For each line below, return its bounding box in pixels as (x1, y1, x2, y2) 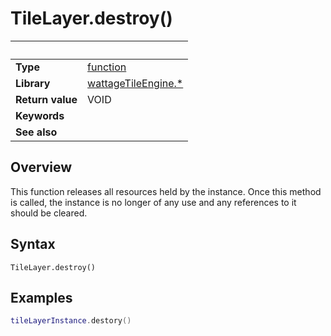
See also (15, 125, 58, 139)
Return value (15, 92, 78, 106)
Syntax (10, 236, 56, 253)
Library (15, 76, 51, 90)
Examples (10, 289, 73, 306)
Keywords (15, 108, 65, 122)
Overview (10, 159, 73, 176)
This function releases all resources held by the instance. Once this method (10, 185, 322, 197)
